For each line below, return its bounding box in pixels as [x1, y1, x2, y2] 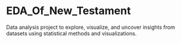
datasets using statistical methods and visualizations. [6, 29, 137, 37]
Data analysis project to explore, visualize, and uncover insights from [6, 24, 176, 31]
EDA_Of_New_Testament [6, 4, 131, 18]
